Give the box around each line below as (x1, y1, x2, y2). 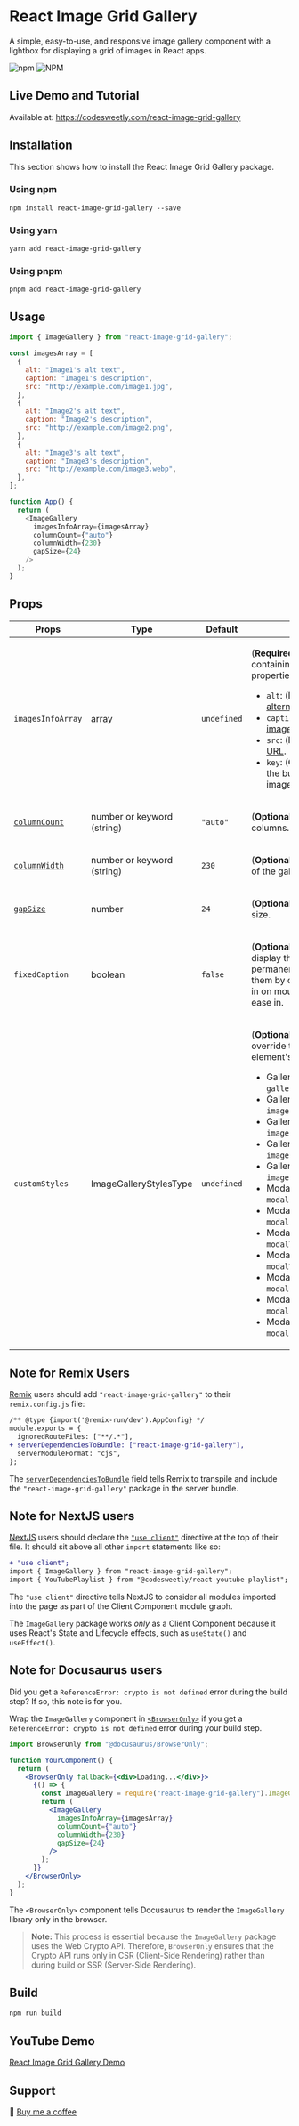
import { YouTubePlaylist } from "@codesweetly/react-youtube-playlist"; (9, 1575, 289, 1585)
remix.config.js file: (9, 1399, 85, 1410)
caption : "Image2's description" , (25, 416, 153, 424)
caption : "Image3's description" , (25, 457, 153, 465)
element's (250, 1050, 293, 1063)
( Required (250, 647, 295, 659)
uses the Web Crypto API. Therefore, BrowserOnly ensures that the (30, 1940, 274, 1951)
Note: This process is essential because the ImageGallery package (30, 1931, 277, 1942)
